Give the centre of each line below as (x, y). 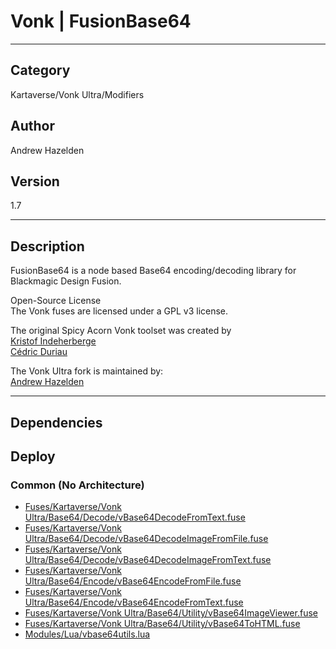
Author (32, 126)
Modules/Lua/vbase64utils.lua (87, 634)
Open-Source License (56, 301)
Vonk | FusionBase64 (101, 21)
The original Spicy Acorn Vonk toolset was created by (121, 331)
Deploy (33, 456)
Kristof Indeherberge (53, 341)
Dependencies (56, 422)
